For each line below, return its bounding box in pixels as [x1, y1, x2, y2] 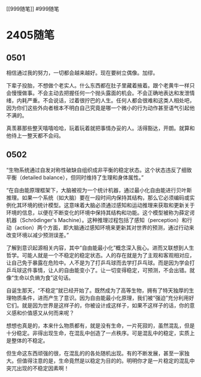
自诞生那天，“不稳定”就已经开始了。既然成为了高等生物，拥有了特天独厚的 [6, 287, 190, 294]
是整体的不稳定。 [6, 337, 48, 344]
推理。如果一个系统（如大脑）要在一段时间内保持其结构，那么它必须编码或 [6, 194, 190, 201]
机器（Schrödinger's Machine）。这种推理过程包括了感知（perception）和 [6, 216, 187, 223]
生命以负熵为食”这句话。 [14, 274, 74, 281]
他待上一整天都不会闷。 [6, 132, 64, 139]
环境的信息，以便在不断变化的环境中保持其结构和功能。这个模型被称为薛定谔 [6, 209, 195, 216]
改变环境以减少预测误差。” [6, 231, 69, 238]
